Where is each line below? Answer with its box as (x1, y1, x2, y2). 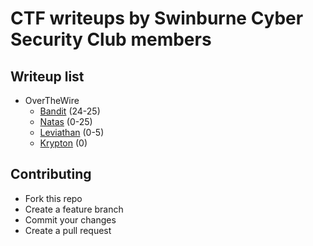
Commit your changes (24, 213, 117, 226)
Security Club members (10, 28, 212, 51)
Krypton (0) (39, 137, 88, 149)
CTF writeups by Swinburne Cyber (10, 7, 304, 30)
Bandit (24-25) (39, 105, 101, 117)
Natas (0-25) (39, 116, 93, 127)
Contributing (10, 166, 92, 183)
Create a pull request (24, 224, 112, 236)
